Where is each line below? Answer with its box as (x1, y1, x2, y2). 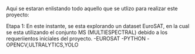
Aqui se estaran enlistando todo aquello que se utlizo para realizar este (6, 5, 178, 12)
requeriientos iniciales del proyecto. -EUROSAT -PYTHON (6, 35, 146, 42)
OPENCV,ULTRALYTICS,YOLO (6, 41, 79, 48)
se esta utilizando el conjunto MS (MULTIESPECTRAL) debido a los (6, 29, 168, 36)
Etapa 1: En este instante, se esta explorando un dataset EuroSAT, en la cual (6, 23, 190, 29)
